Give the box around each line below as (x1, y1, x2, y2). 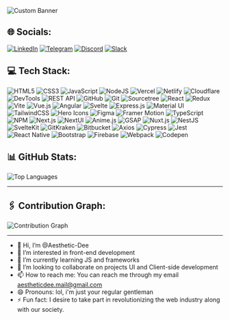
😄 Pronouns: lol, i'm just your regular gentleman (16, 288, 154, 296)
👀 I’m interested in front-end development (16, 249, 136, 257)
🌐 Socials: (7, 26, 52, 38)
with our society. (16, 306, 64, 314)
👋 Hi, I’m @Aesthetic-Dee (16, 241, 89, 249)
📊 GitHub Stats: (7, 151, 77, 163)
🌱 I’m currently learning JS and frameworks (16, 256, 140, 264)
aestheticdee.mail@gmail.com (16, 281, 103, 289)
